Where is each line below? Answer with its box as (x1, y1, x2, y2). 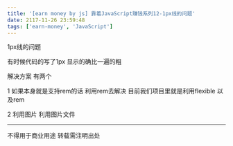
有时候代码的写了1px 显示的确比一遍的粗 (7, 57, 122, 66)
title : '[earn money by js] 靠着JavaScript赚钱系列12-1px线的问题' (7, 10, 196, 17)
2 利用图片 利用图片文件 (7, 110, 76, 118)
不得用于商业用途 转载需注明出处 (7, 131, 101, 140)
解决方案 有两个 (7, 72, 52, 80)
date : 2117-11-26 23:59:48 (7, 17, 85, 24)
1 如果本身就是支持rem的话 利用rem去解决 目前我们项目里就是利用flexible (7, 87, 216, 95)
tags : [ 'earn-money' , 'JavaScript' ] (7, 23, 113, 30)
